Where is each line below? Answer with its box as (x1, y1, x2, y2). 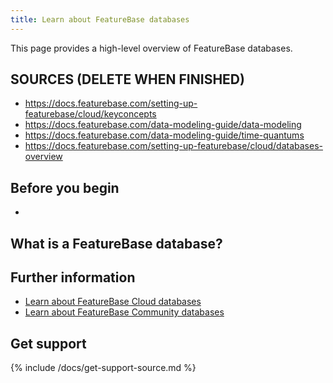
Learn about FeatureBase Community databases (24, 306, 225, 318)
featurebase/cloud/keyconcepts (24, 108, 157, 120)
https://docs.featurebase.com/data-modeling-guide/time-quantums (24, 129, 305, 141)
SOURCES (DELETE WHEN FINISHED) (10, 71, 245, 88)
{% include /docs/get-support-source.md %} (10, 362, 197, 374)
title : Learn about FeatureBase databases (10, 14, 190, 25)
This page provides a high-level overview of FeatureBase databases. (10, 42, 293, 54)
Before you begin (10, 179, 120, 196)
